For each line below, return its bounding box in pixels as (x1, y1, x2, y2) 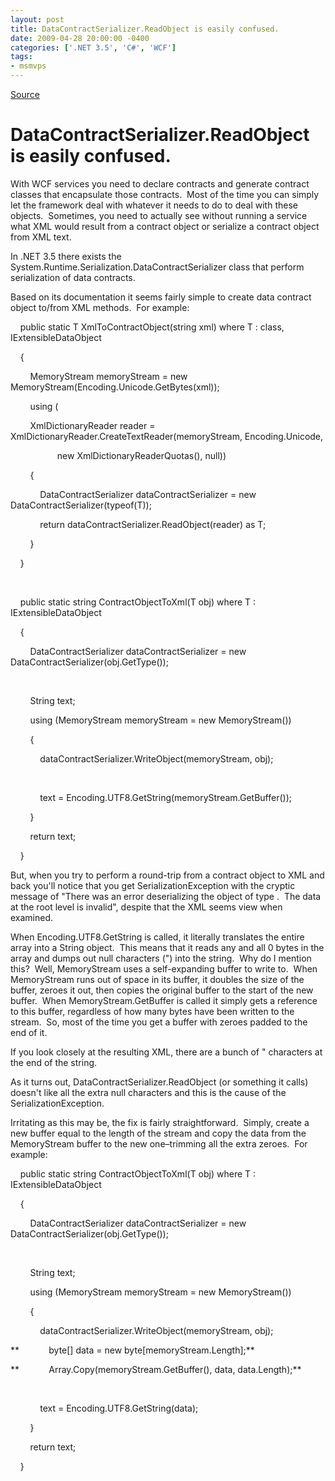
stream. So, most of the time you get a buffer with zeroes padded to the (10, 1016, 308, 1028)
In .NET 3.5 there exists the (10, 250, 122, 262)
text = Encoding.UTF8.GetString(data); (39, 1402, 199, 1414)
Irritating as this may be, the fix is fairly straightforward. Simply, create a (10, 1116, 310, 1128)
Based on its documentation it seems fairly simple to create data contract (10, 291, 312, 303)
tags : (10, 52, 33, 62)
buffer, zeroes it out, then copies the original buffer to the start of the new (10, 984, 314, 996)
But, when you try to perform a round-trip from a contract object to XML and (10, 869, 325, 881)
